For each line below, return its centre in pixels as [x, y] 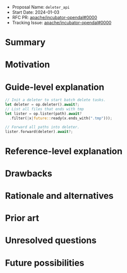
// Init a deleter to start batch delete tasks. [55, 100]
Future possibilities [45, 263]
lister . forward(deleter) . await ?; [39, 131]
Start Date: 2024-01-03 [36, 12]
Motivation [28, 65]
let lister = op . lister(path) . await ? [43, 114]
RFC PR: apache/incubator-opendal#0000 [55, 17]
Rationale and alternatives [59, 196]
